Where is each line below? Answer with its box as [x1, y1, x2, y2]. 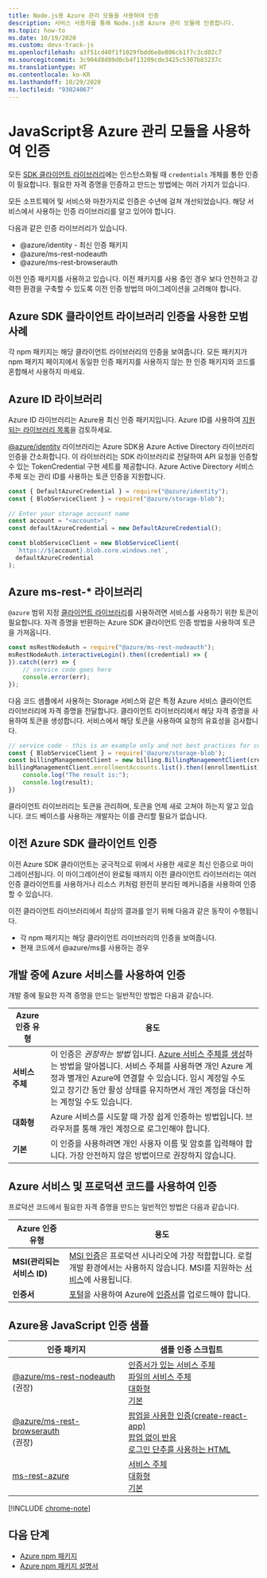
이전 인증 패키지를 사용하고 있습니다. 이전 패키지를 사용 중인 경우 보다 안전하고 [8, 274, 250, 284]
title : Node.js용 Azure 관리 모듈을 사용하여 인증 [8, 11, 160, 20]
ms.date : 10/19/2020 [8, 33, 77, 42]
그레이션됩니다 [8, 869, 54, 879]
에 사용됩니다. [83, 1274, 133, 1286]
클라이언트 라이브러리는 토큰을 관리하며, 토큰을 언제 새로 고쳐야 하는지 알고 [8, 801, 240, 810]
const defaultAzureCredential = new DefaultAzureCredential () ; [8, 524, 222, 532]
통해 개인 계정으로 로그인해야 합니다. [82, 1124, 211, 1135]
